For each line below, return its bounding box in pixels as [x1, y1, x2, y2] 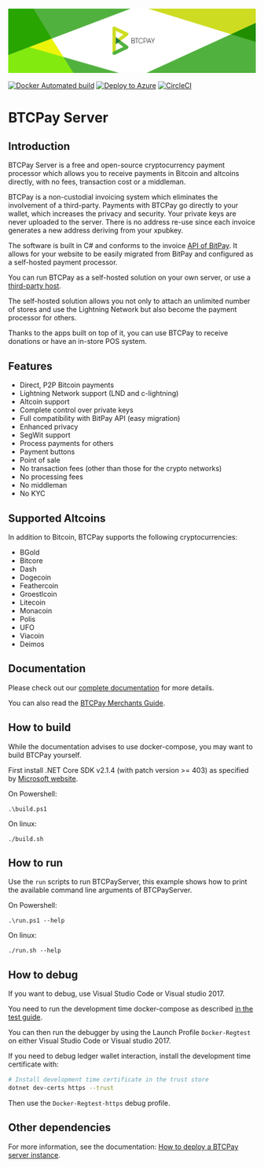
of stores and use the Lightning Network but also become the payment [8, 305, 237, 314]
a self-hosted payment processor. [8, 258, 118, 267]
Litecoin [19, 598, 46, 607]
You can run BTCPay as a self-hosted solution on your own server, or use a [8, 273, 251, 283]
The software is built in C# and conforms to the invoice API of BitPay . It [8, 241, 238, 251]
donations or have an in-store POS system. [8, 337, 147, 346]
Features [8, 359, 53, 373]
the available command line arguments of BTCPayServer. [8, 885, 192, 895]
